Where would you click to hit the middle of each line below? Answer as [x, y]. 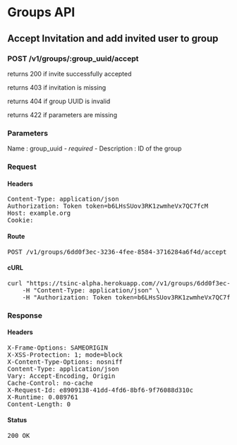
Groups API [41, 12]
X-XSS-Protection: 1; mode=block [65, 355]
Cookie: [20, 220]
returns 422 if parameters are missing [62, 114]
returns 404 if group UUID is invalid [59, 101]
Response [25, 315]
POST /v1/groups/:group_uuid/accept [73, 59]
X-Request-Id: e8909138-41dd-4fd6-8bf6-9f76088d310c [101, 390]
